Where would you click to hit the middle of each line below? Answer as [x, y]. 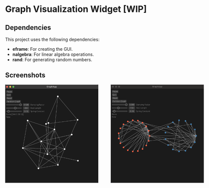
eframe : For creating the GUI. [42, 49]
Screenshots [25, 75]
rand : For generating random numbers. [52, 60]
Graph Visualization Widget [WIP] [76, 9]
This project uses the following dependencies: [52, 39]
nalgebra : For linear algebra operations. [53, 54]
